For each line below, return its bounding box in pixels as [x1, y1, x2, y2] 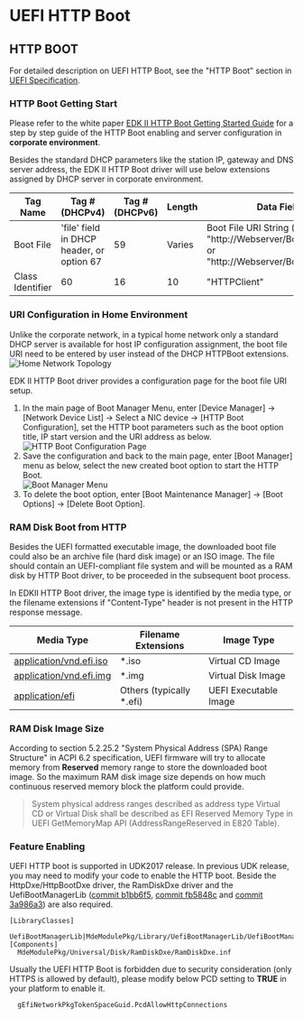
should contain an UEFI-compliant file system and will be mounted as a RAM [9, 560, 293, 571]
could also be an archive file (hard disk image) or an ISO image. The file [9, 551, 275, 561]
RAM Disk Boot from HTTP [9, 521, 127, 533]
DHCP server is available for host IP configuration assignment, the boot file [9, 338, 288, 349]
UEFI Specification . [9, 75, 81, 86]
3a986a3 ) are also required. [9, 899, 114, 910]
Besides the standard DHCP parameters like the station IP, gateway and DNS [9, 154, 295, 165]
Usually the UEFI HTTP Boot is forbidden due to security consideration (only [9, 964, 292, 975]
